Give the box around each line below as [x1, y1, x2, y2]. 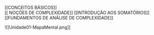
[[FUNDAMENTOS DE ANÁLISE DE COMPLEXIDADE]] [4, 15, 113, 20]
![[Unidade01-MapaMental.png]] [4, 24, 71, 30]
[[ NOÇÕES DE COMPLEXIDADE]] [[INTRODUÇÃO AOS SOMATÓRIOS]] [4, 10, 150, 16]
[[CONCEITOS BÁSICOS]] [4, 5, 57, 10]
